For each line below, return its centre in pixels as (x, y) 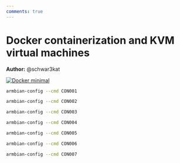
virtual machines (48, 53)
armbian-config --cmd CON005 (42, 133)
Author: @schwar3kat (33, 69)
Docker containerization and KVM (90, 40)
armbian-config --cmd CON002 (42, 102)
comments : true (25, 11)
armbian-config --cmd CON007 (42, 154)
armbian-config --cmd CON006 (42, 144)
